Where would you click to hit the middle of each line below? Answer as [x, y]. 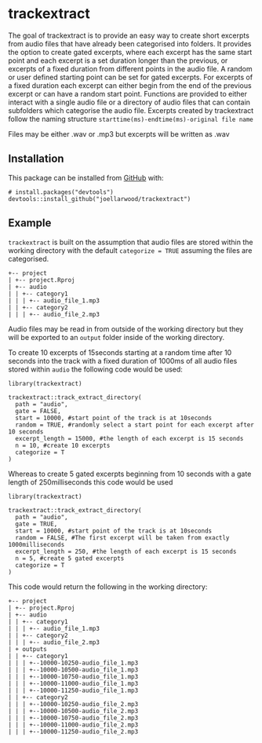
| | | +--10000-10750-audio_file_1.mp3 [73, 676]
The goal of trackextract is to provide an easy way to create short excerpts [129, 35]
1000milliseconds [36, 544]
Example [30, 223]
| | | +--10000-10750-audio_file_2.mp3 [73, 718]
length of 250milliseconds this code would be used [91, 482]
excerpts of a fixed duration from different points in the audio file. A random [130, 68]
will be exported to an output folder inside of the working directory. [116, 337]
